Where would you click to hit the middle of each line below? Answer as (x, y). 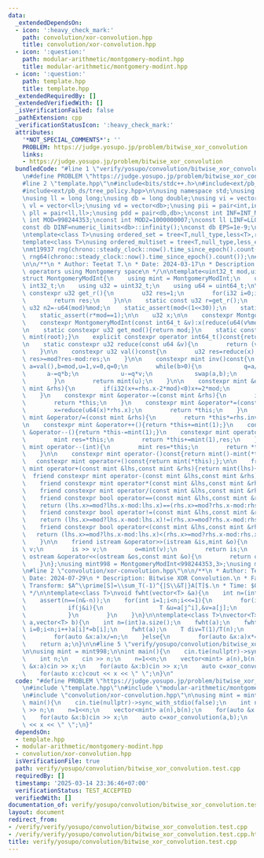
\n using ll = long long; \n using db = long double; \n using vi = (128, 198)
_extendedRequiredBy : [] (56, 96)
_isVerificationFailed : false (64, 111)
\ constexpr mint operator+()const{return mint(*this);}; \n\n (130, 462)
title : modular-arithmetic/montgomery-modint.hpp (105, 67)
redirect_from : (33, 820)
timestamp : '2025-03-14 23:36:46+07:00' (82, 783)
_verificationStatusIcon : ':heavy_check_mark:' (95, 125)
